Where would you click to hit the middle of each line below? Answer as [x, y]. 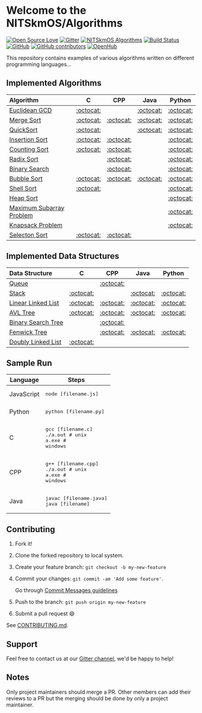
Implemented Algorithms [54, 83]
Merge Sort [25, 120]
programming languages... [39, 64]
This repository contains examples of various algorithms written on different [100, 58]
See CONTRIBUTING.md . [37, 625]
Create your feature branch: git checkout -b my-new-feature [90, 567]
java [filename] [68, 504]
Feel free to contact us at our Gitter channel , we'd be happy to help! [90, 659]
